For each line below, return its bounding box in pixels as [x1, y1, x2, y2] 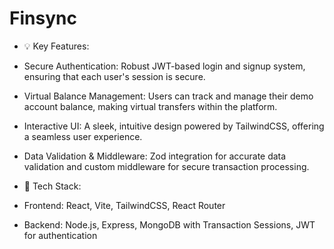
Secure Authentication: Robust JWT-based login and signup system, [23, 60, 306, 72]
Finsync [9, 7, 77, 30]
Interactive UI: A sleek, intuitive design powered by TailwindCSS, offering [23, 120, 325, 132]
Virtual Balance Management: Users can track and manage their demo [23, 90, 314, 102]
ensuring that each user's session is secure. [23, 70, 206, 82]
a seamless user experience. [23, 130, 143, 142]
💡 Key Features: [23, 40, 90, 52]
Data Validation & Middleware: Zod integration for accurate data [23, 150, 287, 162]
